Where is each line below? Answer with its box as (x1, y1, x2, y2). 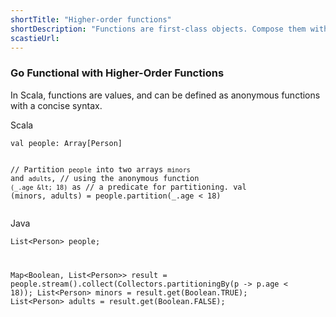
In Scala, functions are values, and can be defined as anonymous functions (10, 89, 321, 101)
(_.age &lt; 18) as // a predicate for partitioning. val (10, 182, 247, 192)
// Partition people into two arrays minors (10, 164, 191, 175)
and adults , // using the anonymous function (10, 173, 200, 183)
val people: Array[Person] (10, 138, 123, 148)
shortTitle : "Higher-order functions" (10, 14, 172, 25)
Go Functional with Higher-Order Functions (10, 66, 225, 80)
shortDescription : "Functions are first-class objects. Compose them (10, 24, 307, 34)
